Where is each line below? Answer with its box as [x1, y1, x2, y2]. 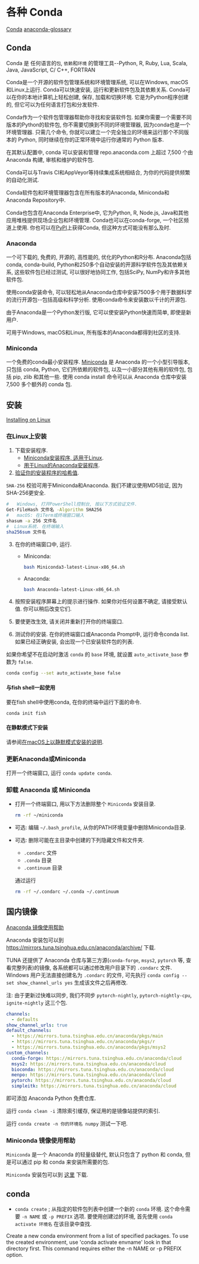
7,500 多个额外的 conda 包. [6, 381, 72, 388]
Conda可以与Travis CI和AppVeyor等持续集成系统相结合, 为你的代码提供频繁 [6, 168, 191, 176]
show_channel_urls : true [6, 1022, 68, 1028]
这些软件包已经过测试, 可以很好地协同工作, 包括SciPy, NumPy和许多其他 [14, 269, 190, 276]
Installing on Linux [6, 416, 50, 424]
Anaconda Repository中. [6, 196, 66, 204]
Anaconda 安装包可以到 [6, 936, 64, 944]
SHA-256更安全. [6, 489, 46, 497]
